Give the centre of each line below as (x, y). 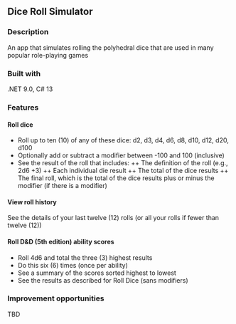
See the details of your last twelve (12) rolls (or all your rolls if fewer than (113, 218)
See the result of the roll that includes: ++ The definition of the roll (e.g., (123, 163)
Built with (24, 73)
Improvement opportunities (56, 298)
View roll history (32, 202)
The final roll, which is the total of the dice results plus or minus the (116, 178)
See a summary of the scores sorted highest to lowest (97, 273)
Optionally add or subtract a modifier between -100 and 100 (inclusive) (121, 155)
